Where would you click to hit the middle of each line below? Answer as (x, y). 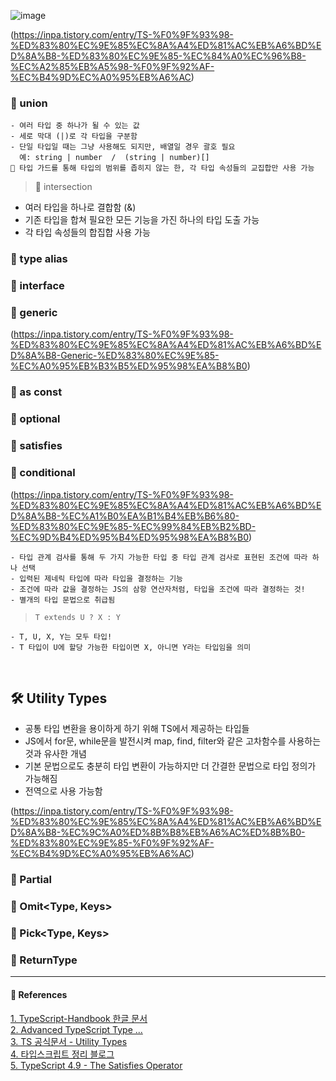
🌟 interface (37, 286)
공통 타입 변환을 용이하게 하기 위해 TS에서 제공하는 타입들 (137, 729)
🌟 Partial (31, 880)
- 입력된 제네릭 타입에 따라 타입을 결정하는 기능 (97, 578)
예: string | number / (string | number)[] (114, 158)
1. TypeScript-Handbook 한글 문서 (79, 1018)
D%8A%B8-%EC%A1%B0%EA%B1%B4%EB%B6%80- (125, 516)
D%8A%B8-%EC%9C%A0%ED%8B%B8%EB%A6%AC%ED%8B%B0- (158, 832)
